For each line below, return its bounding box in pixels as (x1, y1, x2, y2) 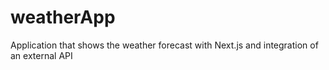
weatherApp (10, 6, 116, 29)
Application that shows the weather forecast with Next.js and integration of (10, 39, 319, 51)
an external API (10, 49, 73, 61)
